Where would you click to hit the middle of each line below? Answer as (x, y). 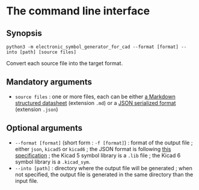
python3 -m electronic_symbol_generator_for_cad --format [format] (93, 47)
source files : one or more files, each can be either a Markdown (95, 96)
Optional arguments (44, 128)
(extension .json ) (36, 109)
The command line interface (78, 11)
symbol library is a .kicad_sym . (53, 162)
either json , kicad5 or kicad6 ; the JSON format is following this (93, 149)
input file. (26, 180)
